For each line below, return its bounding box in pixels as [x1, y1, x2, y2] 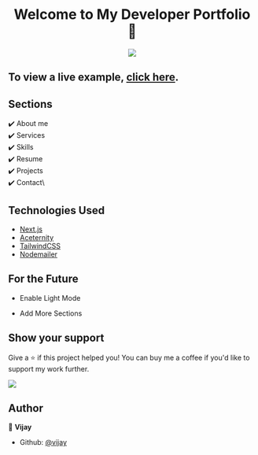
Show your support [8, 331, 105, 345]
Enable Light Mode [19, 293, 81, 302]
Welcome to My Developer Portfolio [13, 6, 251, 24]
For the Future [8, 272, 79, 286]
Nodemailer [19, 250, 57, 259]
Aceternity [19, 232, 54, 242]
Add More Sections [19, 309, 83, 318]
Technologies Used [8, 203, 105, 217]
